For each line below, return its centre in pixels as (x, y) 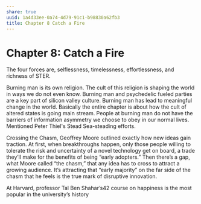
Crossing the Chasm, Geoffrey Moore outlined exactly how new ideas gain (99, 138)
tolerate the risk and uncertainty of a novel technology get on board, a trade (101, 151)
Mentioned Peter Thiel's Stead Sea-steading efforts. (71, 126)
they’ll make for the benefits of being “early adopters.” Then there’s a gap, (98, 157)
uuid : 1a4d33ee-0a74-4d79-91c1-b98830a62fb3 (63, 18)
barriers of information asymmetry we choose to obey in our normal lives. (98, 120)
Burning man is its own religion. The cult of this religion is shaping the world (101, 88)
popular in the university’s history (48, 194)
